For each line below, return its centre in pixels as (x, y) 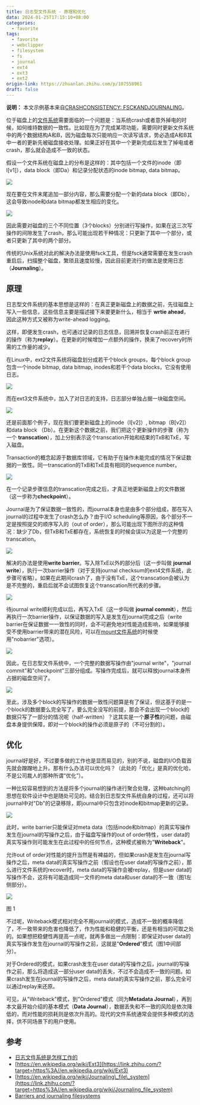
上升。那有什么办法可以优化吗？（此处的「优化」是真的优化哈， (115, 768)
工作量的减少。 (35, 347)
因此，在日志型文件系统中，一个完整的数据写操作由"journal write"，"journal (99, 663)
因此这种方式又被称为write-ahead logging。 (60, 319)
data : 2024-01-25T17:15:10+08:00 (48, 17)
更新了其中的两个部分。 (45, 240)
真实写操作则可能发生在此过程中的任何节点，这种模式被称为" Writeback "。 (97, 842)
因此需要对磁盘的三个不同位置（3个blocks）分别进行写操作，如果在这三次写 (99, 225)
